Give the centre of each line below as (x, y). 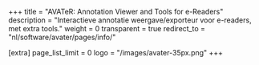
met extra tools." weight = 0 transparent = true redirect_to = (107, 28)
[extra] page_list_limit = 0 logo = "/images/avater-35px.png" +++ (115, 53)
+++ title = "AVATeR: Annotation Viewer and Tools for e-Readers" (116, 12)
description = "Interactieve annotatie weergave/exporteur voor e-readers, (130, 20)
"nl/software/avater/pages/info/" (62, 37)
